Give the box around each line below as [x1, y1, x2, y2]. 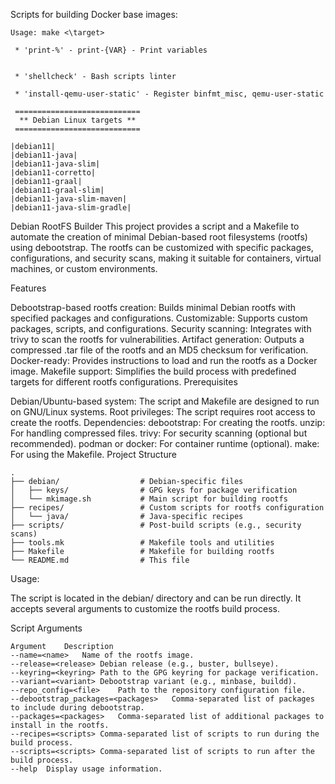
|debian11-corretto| [10, 168, 97, 178]
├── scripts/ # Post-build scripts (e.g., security [10, 520, 302, 530]
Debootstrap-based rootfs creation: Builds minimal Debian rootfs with [10, 302, 297, 313]
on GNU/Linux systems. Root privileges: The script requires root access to [10, 406, 316, 418]
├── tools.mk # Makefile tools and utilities [10, 538, 275, 548]
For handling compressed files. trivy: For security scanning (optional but [10, 427, 308, 439]
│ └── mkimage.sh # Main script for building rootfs [10, 494, 288, 504]
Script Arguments [10, 622, 83, 634]
